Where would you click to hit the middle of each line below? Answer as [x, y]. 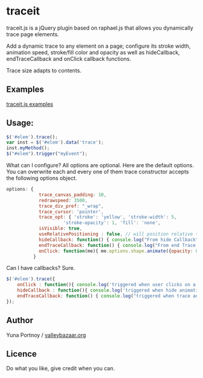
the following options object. [42, 178]
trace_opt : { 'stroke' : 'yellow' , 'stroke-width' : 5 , [108, 217]
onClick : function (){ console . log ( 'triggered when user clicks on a [107, 285]
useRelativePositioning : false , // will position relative [116, 234]
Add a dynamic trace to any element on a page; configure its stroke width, [98, 46]
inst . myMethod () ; [28, 148]
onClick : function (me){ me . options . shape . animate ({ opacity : [116, 251]
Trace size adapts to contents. [44, 70]
